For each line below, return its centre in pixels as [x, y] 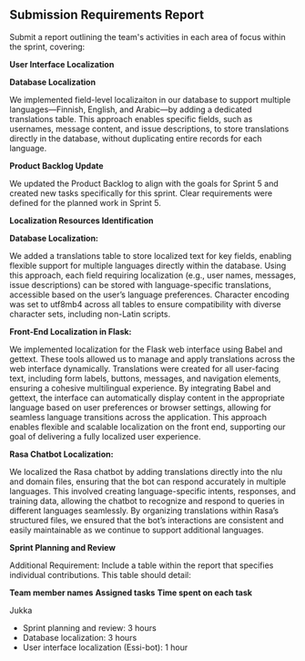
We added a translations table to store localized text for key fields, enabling [151, 255]
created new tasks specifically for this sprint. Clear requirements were [141, 193]
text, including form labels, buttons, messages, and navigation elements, [145, 378]
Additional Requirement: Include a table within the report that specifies [142, 565]
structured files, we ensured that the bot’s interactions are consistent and [147, 520]
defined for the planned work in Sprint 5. [86, 202]
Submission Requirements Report [107, 15]
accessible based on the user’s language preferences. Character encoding [149, 294]
